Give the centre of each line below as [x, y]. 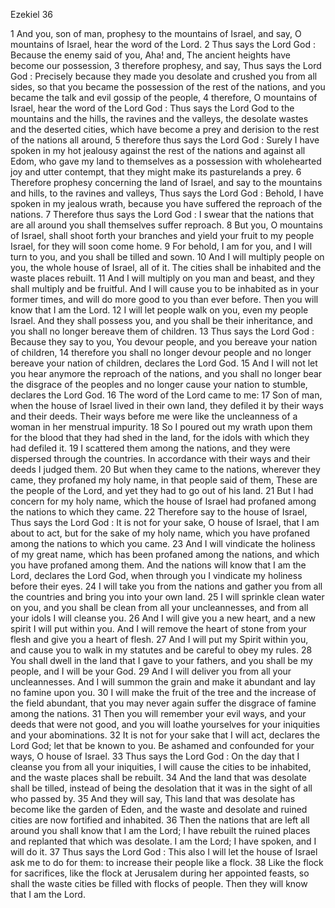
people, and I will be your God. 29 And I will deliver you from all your [151, 671]
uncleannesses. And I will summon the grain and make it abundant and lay [163, 682]
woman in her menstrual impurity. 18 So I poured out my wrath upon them [161, 427]
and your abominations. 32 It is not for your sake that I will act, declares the [165, 735]
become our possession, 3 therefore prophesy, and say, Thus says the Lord [166, 65]
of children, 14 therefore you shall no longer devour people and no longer [161, 352]
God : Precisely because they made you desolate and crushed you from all [164, 76]
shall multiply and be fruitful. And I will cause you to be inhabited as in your [165, 288]
